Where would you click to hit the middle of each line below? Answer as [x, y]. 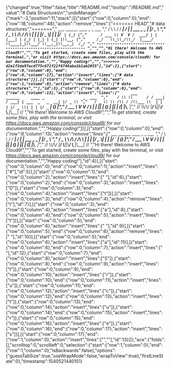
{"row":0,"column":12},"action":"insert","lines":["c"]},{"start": [69, 291]
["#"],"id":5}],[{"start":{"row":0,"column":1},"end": [58, 172]
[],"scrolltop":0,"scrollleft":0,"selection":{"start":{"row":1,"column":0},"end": [84, 345]
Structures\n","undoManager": [69, 13]
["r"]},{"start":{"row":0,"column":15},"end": [50, 318]
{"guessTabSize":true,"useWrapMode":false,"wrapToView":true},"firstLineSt [85, 356]
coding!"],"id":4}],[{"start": [90, 161]
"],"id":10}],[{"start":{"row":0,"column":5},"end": [61, 237]
